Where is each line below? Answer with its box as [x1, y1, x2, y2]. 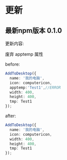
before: [5, 61, 20, 67]
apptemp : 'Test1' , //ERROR [9, 85, 61, 90]
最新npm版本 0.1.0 [5, 26, 62, 35]
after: [5, 113, 16, 119]
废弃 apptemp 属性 [5, 51, 44, 57]
